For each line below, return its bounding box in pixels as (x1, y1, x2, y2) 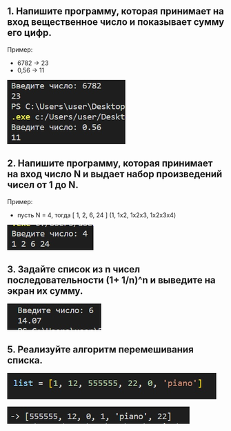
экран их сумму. (7, 285, 83, 297)
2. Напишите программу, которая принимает (7, 158, 213, 170)
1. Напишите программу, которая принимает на (7, 6, 224, 17)
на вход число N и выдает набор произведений (7, 168, 223, 180)
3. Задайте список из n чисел (7, 263, 141, 275)
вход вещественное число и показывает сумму (7, 17, 225, 28)
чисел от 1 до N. (7, 179, 79, 191)
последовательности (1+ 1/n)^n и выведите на (7, 274, 216, 286)
